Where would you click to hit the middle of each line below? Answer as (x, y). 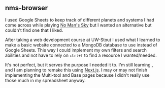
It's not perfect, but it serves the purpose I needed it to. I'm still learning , (79, 65)
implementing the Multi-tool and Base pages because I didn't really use (77, 75)
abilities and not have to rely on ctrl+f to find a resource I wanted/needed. (81, 55)
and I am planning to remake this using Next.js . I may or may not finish (76, 70)
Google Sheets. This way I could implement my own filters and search (76, 50)
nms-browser (27, 8)
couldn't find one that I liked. (34, 30)
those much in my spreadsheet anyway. (46, 80)
